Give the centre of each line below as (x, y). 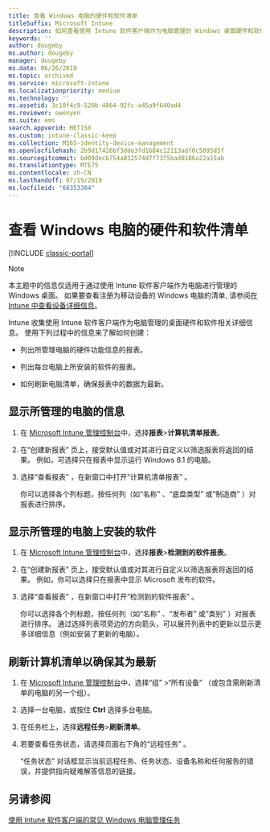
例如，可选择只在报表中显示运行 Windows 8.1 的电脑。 (125, 459)
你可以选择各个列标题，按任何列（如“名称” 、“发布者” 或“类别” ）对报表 (138, 614)
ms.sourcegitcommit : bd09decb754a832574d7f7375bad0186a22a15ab (117, 158)
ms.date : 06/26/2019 (43, 68)
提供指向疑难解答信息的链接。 (91, 771)
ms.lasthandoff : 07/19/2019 (55, 181)
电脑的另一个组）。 (64, 693)
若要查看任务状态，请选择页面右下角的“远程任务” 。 (105, 744)
